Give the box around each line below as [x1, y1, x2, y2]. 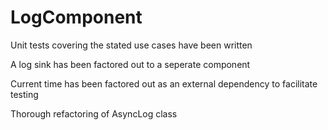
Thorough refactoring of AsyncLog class [10, 107, 178, 120]
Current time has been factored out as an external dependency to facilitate [10, 77, 318, 90]
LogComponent [10, 6, 143, 29]
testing [10, 88, 39, 100]
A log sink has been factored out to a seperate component [10, 58, 251, 70]
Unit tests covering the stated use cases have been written [10, 39, 253, 51]
